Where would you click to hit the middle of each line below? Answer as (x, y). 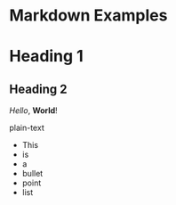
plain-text (27, 128)
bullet (32, 174)
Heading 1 (47, 57)
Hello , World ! (33, 111)
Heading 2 (39, 89)
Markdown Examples (88, 16)
